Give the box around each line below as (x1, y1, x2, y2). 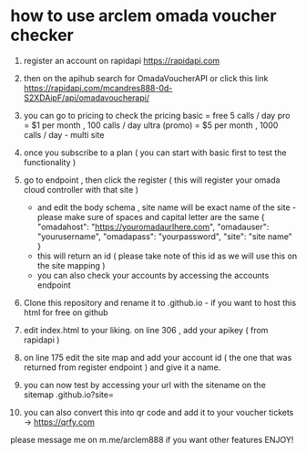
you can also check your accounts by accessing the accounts (36, 269, 270, 280)
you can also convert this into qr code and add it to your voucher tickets (23, 406, 294, 417)
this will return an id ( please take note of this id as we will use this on (36, 250, 298, 261)
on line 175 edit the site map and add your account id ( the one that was (23, 352, 292, 363)
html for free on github (23, 307, 108, 318)
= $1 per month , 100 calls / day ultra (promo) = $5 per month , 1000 (23, 120, 279, 131)
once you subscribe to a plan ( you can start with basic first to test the (23, 147, 287, 158)
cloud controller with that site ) (23, 184, 139, 195)
